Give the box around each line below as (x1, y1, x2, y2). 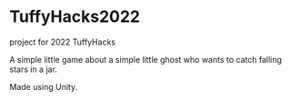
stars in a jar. (9, 64, 57, 75)
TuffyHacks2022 (9, 6, 141, 27)
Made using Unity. (9, 81, 78, 92)
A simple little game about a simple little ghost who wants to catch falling (9, 54, 282, 65)
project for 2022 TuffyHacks (9, 36, 116, 47)
